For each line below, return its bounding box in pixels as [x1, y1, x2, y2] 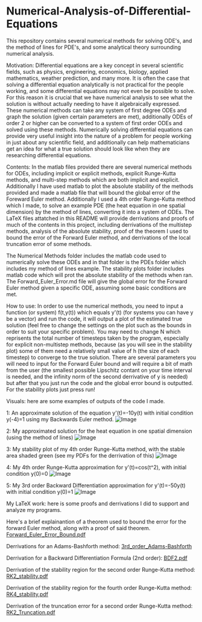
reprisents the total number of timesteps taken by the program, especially [6, 334, 189, 342]
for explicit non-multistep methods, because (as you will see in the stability [6, 340, 192, 348]
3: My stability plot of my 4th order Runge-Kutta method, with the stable [6, 445, 185, 453]
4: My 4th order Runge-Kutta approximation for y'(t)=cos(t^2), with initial [6, 464, 187, 471]
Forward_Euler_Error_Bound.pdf [6, 531, 86, 538]
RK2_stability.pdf [6, 572, 48, 580]
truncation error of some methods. [6, 240, 92, 247]
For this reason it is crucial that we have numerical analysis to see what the [6, 94, 193, 101]
